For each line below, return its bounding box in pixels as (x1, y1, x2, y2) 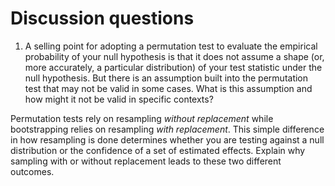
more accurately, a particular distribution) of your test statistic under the (24, 61, 323, 73)
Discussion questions (10, 7, 195, 30)
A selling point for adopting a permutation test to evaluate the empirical (24, 40, 318, 52)
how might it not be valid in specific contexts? (24, 93, 214, 105)
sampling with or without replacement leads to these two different (10, 155, 282, 167)
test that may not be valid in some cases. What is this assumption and (24, 82, 313, 94)
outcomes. (10, 165, 55, 177)
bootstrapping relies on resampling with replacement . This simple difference (10, 123, 325, 135)
